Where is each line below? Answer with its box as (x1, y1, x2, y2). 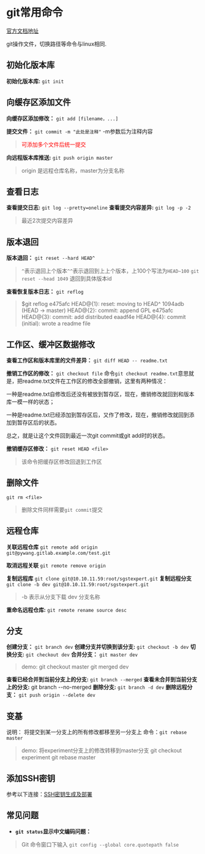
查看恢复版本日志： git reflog (6, 288, 84, 296)
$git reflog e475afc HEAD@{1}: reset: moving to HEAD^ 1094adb (21, 300, 185, 308)
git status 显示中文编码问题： (15, 828, 92, 835)
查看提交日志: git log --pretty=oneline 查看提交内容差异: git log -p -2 (6, 204, 192, 211)
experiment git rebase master (21, 754, 96, 761)
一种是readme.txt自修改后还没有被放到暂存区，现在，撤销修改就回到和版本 (6, 391, 195, 398)
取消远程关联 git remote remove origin (6, 562, 106, 569)
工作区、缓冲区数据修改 (6, 339, 95, 350)
